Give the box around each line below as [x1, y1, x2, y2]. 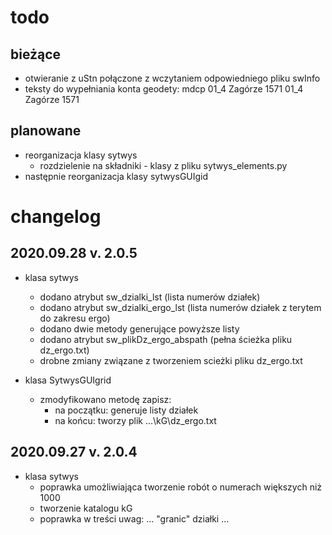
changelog [10, 206, 102, 228]
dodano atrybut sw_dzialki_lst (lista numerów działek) [39, 291, 261, 303]
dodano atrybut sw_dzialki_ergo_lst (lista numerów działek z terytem [39, 301, 322, 313]
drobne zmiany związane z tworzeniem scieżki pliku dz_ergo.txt [39, 354, 303, 366]
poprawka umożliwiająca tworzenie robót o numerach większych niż [39, 481, 323, 493]
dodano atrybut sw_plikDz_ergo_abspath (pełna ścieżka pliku [39, 333, 293, 345]
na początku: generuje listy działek [54, 404, 199, 416]
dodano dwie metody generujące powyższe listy [39, 322, 240, 335]
